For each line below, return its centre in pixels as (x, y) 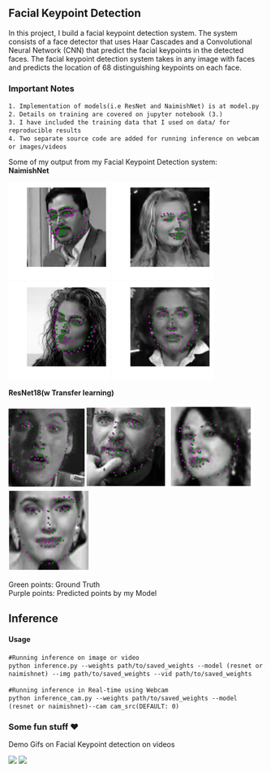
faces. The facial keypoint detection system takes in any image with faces (132, 58)
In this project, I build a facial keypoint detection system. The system (123, 32)
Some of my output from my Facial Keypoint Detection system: (113, 162)
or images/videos (38, 147)
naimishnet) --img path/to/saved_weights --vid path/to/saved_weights (130, 674)
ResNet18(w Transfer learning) (61, 392)
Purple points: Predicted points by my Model (82, 593)
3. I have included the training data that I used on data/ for (119, 123)
